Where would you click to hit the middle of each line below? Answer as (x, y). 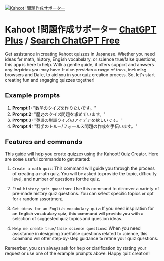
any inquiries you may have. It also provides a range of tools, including (76, 70)
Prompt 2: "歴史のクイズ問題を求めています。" (59, 114)
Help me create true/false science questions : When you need (76, 228)
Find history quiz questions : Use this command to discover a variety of (85, 188)
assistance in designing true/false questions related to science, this (80, 233)
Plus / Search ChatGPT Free (62, 40)
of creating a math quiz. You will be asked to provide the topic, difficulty (84, 173)
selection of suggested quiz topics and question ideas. (67, 218)
